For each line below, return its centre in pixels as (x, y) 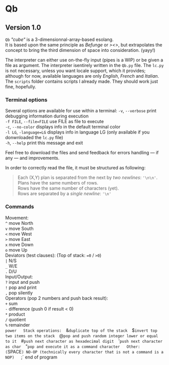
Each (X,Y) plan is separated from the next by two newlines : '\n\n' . (87, 177)
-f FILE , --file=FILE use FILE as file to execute (55, 121)
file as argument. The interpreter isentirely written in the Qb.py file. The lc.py (84, 65)
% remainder (18, 325)
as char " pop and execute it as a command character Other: (73, 346)
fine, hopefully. (21, 87)
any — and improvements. (32, 158)
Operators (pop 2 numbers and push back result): (57, 298)
